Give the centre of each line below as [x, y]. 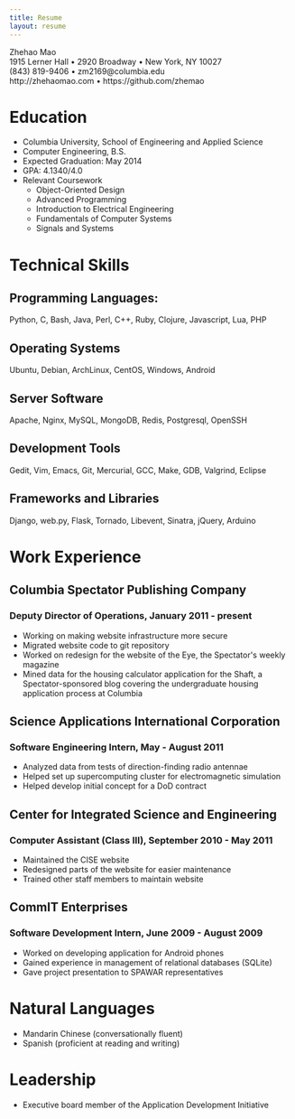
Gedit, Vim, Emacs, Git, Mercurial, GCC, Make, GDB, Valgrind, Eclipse [138, 470]
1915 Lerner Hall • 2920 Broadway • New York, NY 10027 [116, 61]
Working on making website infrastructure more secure [125, 635]
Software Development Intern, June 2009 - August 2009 [136, 933]
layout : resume [38, 26]
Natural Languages [82, 1008]
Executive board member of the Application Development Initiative [145, 1105]
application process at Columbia [82, 693]
